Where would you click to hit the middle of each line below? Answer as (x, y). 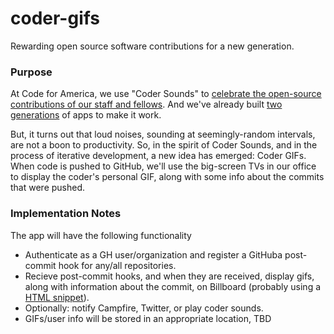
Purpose (31, 72)
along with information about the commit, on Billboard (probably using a (173, 286)
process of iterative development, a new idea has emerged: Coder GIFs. (158, 156)
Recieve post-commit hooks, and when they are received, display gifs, (169, 276)
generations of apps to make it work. (86, 115)
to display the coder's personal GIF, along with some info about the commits (167, 177)
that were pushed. (48, 188)
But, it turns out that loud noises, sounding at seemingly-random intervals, (163, 134)
